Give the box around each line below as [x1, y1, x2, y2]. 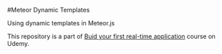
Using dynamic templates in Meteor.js [7, 19, 115, 27]
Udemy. [7, 40, 30, 47]
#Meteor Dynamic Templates [7, 6, 90, 14]
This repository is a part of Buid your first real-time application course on [7, 32, 216, 40]
